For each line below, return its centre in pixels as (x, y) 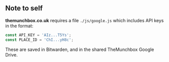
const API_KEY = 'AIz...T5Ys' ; (38, 35)
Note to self (24, 8)
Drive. (11, 54)
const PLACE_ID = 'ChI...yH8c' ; (39, 40)
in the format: (19, 26)
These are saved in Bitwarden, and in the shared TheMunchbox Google (80, 49)
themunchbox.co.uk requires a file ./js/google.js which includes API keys (84, 20)
